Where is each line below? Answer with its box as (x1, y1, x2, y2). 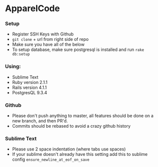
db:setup (12, 52, 30, 57)
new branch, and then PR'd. (12, 118, 68, 124)
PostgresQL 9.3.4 (12, 89, 48, 95)
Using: (5, 63, 21, 70)
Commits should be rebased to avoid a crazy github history (12, 123, 131, 129)
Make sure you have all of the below (12, 42, 85, 48)
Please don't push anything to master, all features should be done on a (12, 113, 154, 119)
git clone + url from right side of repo (12, 36, 89, 42)
